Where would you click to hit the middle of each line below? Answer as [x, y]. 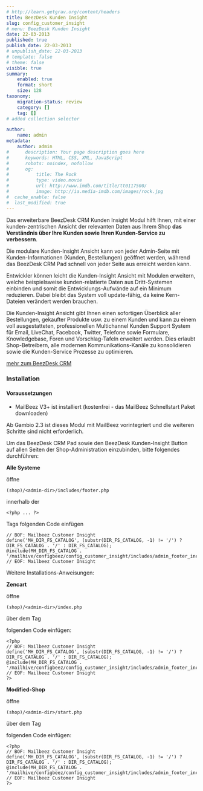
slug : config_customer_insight [46, 23]
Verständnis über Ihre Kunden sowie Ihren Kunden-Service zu [86, 233]
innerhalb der [23, 501]
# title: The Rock [42, 175]
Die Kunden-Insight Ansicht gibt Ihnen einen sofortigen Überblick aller [94, 313]
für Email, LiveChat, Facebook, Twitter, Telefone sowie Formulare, [88, 332]
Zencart [17, 584]
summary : [17, 74]
